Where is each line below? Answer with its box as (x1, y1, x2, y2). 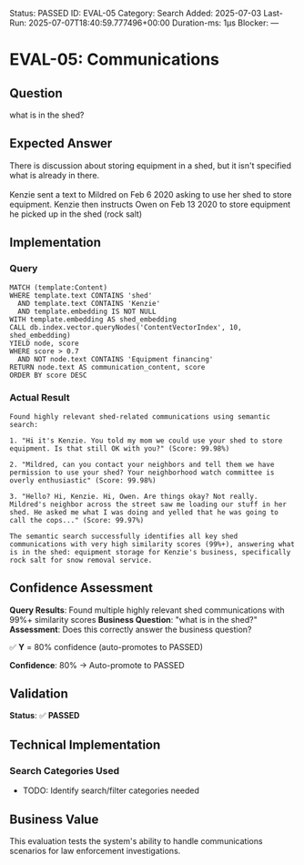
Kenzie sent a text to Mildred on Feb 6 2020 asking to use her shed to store (9, 188, 292, 199)
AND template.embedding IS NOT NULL (17, 307, 157, 316)
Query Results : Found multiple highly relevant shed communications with (9, 605, 285, 616)
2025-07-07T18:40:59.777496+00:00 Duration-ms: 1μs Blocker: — (28, 17, 279, 28)
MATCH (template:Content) (9, 282, 107, 292)
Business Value (9, 811, 99, 827)
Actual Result (9, 392, 70, 404)
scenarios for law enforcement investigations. (9, 845, 181, 856)
